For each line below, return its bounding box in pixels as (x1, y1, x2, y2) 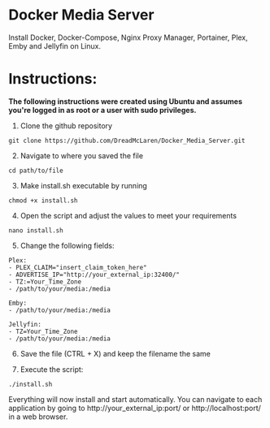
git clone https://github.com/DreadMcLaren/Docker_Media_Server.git (8, 136, 246, 145)
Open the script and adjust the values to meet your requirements (20, 210, 237, 220)
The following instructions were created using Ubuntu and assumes (8, 96, 242, 106)
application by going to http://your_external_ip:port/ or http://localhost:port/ (8, 403, 262, 413)
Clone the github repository (20, 120, 112, 131)
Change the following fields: (20, 240, 115, 250)
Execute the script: (20, 364, 84, 374)
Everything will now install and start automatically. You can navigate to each (8, 394, 263, 404)
